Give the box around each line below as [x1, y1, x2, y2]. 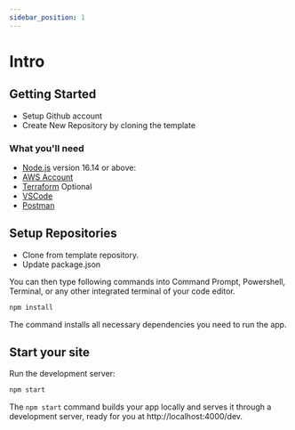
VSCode [21, 191, 53, 201]
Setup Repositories [9, 226, 117, 241]
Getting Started [9, 86, 97, 102]
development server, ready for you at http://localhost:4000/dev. [9, 411, 243, 422]
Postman [21, 199, 55, 210]
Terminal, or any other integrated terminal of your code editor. [9, 286, 235, 296]
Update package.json [21, 259, 101, 270]
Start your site [9, 345, 91, 360]
